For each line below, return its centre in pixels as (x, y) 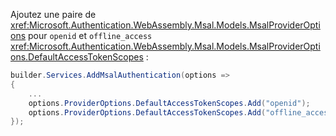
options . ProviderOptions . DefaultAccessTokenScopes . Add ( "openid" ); (169, 103)
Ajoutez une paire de (53, 14)
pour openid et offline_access (90, 35)
